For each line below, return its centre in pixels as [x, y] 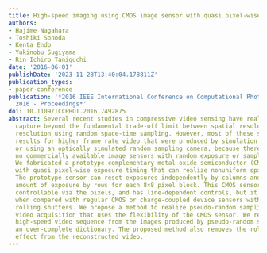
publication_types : [41, 82]
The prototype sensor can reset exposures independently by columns [131, 178]
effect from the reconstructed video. [80, 237]
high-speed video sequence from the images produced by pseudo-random [135, 222]
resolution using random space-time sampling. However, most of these [135, 133]
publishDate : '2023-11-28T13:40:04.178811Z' [83, 75]
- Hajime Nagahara [39, 30]
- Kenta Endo [30, 45]
